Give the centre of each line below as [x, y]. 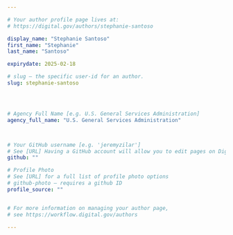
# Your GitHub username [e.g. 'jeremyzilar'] [74, 145]
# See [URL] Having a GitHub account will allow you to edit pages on [111, 151]
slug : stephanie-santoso [43, 83]
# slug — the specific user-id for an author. [76, 77]
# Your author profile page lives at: [63, 19]
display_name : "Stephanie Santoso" [59, 39]
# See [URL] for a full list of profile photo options [88, 177]
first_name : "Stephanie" [43, 45]
